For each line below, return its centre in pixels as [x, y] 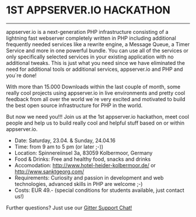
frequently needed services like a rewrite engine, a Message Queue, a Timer [98, 44]
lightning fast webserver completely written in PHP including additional [91, 38]
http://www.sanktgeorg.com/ [49, 171]
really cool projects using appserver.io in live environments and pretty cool [96, 93]
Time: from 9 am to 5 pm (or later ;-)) [59, 146]
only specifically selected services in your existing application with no [90, 57]
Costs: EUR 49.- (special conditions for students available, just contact [99, 190]
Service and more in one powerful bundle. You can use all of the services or [97, 50]
